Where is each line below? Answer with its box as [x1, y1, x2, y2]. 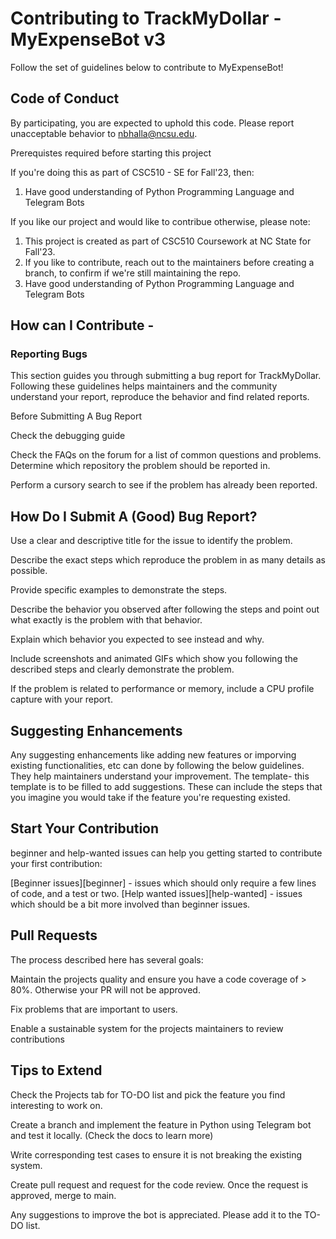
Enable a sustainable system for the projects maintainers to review [10, 1022, 284, 1034]
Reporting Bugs [10, 347, 88, 361]
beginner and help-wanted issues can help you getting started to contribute [10, 847, 323, 859]
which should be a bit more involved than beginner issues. [10, 898, 251, 910]
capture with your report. [10, 693, 113, 706]
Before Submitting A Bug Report [10, 410, 143, 422]
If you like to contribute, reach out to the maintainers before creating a [24, 256, 315, 268]
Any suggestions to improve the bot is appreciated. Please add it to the [10, 1208, 303, 1221]
